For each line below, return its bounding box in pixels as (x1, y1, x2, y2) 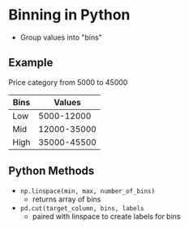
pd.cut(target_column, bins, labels (19, 204, 144, 212)
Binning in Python (8, 6, 131, 24)
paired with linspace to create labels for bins (32, 211, 181, 221)
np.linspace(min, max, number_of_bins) (19, 187, 156, 195)
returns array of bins (32, 194, 101, 204)
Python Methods (8, 164, 95, 178)
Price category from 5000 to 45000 (8, 77, 128, 87)
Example (8, 56, 54, 70)
